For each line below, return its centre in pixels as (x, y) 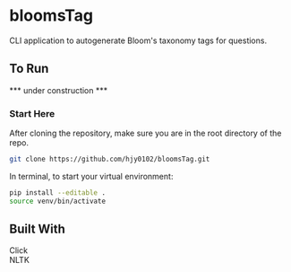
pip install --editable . (57, 193)
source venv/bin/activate (57, 201)
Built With (37, 229)
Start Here (32, 113)
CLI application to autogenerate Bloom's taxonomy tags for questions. (138, 40)
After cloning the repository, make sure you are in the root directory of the (145, 133)
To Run (29, 69)
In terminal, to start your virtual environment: (91, 176)
